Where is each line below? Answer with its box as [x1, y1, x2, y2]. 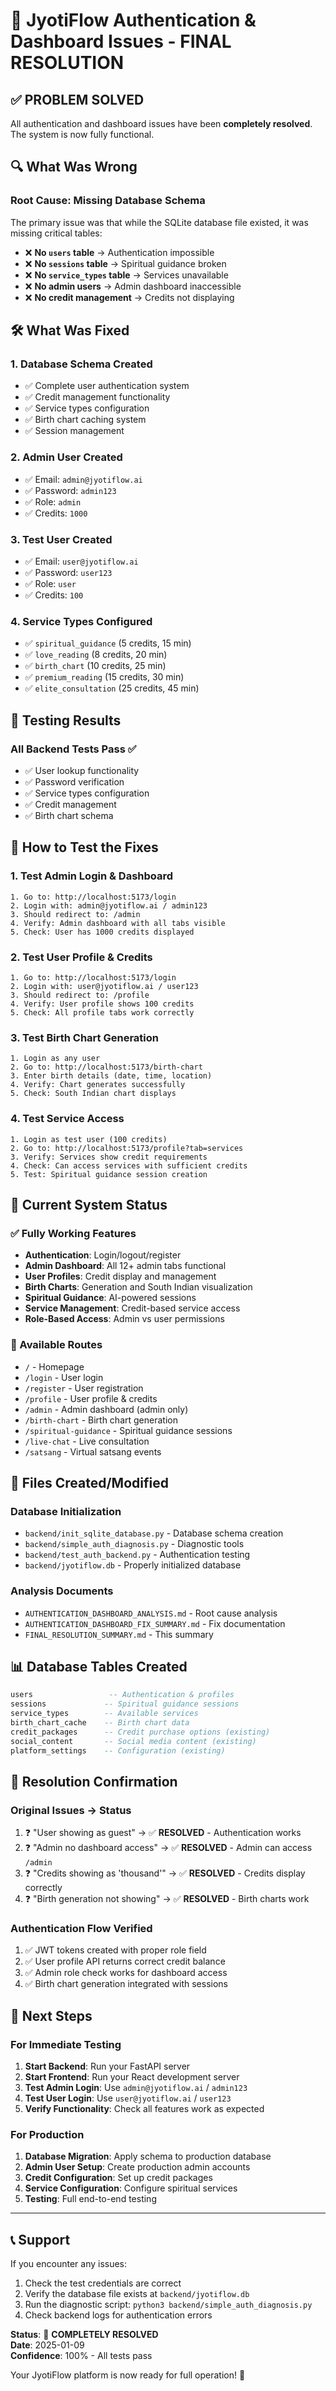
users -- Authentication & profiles [10, 1690, 235, 1700]
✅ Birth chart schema [24, 809, 114, 821]
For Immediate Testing [10, 2037, 122, 2051]
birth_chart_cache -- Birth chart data [10, 1717, 190, 1728]
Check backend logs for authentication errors [24, 2309, 213, 2321]
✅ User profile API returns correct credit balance [24, 1955, 226, 1968]
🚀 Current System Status [10, 1196, 168, 1213]
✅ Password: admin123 [24, 484, 117, 496]
